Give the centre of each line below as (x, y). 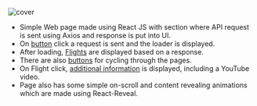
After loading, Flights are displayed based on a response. (111, 52)
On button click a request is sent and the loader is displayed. (117, 44)
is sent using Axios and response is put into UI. (95, 35)
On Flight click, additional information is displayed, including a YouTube (134, 69)
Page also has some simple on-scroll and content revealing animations (134, 85)
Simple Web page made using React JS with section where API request (134, 27)
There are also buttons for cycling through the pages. (105, 60)
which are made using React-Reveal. (79, 93)
